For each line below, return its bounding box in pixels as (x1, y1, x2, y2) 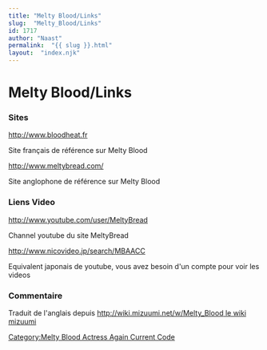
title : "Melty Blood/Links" (8, 11, 102, 20)
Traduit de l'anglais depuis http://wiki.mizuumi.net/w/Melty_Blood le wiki (8, 308, 246, 318)
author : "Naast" (8, 34, 62, 42)
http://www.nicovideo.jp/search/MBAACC (8, 246, 145, 255)
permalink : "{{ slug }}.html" (8, 42, 113, 50)
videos (8, 270, 30, 280)
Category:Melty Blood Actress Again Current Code (8, 332, 176, 342)
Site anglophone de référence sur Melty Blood (8, 177, 161, 187)
